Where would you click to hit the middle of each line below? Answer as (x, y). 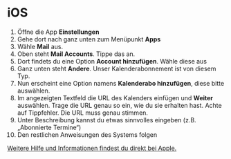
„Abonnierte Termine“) (49, 127)
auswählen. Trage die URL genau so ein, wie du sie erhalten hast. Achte (120, 105)
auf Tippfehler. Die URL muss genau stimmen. (83, 113)
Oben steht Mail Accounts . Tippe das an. (76, 54)
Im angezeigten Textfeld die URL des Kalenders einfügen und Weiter (115, 97)
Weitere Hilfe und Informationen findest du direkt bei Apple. (92, 148)
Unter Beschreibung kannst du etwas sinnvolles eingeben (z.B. (107, 120)
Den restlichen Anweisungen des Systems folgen (87, 134)
